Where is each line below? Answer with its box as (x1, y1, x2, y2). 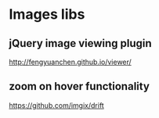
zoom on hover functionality (9, 80, 150, 93)
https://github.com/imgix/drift (9, 100, 104, 110)
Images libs (9, 5, 85, 23)
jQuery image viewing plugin (9, 37, 152, 50)
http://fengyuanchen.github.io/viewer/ (9, 57, 132, 66)
